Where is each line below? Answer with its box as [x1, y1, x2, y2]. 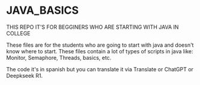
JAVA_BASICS [6, 4, 79, 17]
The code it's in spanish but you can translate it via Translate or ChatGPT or [6, 65, 194, 72]
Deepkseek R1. [6, 72, 43, 79]
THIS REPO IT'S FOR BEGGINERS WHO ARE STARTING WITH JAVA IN [6, 23, 179, 31]
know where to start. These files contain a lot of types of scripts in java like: [6, 47, 193, 54]
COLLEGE [6, 29, 31, 37]
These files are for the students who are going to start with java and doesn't [6, 41, 194, 48]
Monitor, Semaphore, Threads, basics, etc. [6, 54, 112, 61]
